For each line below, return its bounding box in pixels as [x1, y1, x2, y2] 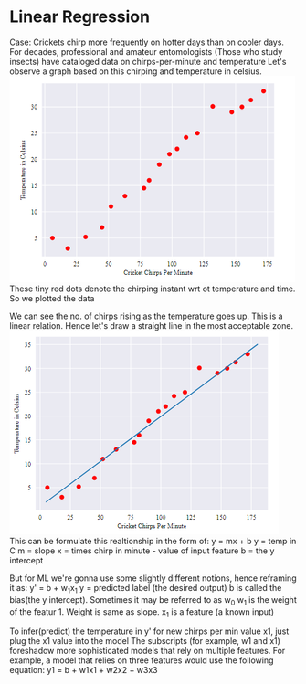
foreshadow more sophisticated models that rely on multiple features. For [9, 646, 286, 657]
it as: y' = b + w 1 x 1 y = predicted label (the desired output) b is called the [9, 582, 282, 595]
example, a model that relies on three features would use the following [9, 655, 274, 666]
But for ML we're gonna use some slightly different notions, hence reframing [9, 573, 297, 584]
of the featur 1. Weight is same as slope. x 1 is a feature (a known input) [9, 605, 275, 619]
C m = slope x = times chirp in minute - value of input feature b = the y [9, 545, 275, 556]
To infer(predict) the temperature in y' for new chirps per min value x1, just [9, 626, 290, 637]
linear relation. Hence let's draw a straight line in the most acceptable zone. [9, 320, 294, 331]
